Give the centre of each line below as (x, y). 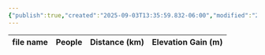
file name (30, 42)
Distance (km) (117, 42)
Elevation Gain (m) (187, 42)
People (69, 42)
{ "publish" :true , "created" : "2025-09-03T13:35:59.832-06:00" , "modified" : (130, 15)
